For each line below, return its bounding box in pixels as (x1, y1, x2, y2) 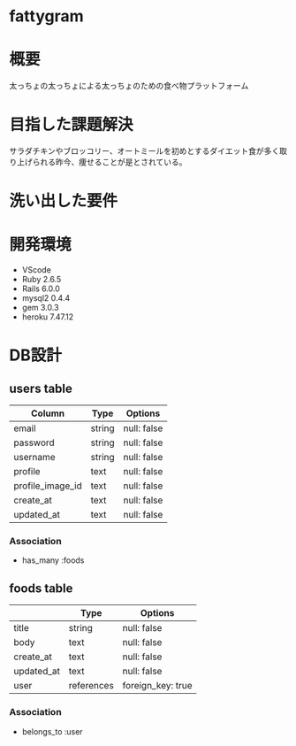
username (13, 451, 56, 464)
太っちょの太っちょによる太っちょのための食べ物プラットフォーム (9, 81, 249, 91)
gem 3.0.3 (21, 303, 59, 313)
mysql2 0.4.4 (21, 293, 71, 304)
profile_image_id (13, 480, 82, 492)
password (13, 436, 55, 449)
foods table (9, 581, 73, 596)
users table (9, 381, 73, 396)
